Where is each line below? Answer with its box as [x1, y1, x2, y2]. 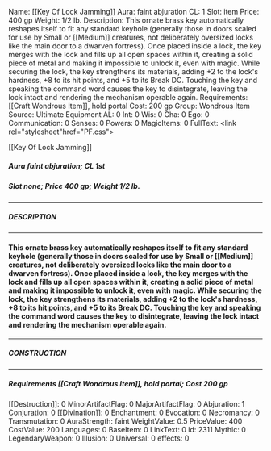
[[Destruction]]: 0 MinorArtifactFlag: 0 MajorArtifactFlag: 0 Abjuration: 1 [8, 399, 245, 409]
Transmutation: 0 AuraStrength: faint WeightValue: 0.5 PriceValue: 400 [8, 416, 243, 426]
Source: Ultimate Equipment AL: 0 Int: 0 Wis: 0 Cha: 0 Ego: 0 [8, 110, 210, 119]
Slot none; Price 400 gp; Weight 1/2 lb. [8, 181, 141, 190]
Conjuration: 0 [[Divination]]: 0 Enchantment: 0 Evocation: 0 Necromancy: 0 [8, 407, 261, 418]
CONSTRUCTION [8, 349, 67, 358]
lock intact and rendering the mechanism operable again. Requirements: [8, 93, 248, 102]
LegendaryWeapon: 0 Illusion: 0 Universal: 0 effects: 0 [8, 433, 190, 443]
